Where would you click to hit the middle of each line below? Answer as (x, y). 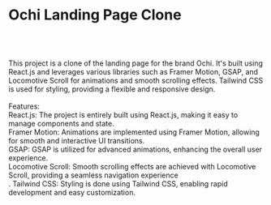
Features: (24, 106)
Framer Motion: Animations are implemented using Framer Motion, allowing (134, 132)
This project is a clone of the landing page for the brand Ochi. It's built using (136, 63)
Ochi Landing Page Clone (95, 15)
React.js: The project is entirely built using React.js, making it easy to (123, 114)
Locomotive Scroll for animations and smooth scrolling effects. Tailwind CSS (136, 80)
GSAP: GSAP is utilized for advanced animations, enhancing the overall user (135, 149)
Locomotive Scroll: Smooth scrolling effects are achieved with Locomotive (132, 166)
